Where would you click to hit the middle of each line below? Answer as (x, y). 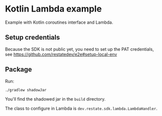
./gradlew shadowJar (26, 90)
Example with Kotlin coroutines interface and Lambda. (59, 22)
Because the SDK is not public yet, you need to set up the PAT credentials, (80, 49)
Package (19, 69)
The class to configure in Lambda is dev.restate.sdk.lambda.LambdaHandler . (81, 108)
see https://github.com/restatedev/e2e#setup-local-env (61, 54)
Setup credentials (32, 37)
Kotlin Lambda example (54, 9)
